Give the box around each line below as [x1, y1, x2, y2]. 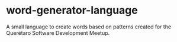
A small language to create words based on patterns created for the [6, 23, 172, 30]
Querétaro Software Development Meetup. [6, 29, 110, 36]
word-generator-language [6, 4, 138, 17]
